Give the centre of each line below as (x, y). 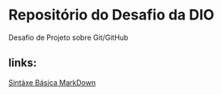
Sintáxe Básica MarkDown (52, 82)
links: (23, 63)
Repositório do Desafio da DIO (111, 15)
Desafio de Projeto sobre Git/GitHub (68, 37)
